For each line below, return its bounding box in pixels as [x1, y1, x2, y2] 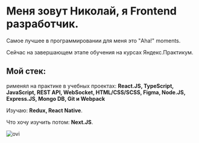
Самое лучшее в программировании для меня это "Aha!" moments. [6, 37, 181, 44]
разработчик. [6, 17, 79, 31]
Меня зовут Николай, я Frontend [6, 4, 177, 18]
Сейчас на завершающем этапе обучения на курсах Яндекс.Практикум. [6, 48, 194, 56]
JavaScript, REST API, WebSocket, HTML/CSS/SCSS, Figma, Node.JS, [6, 89, 186, 96]
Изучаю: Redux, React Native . [6, 107, 83, 114]
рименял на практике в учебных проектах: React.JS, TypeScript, [6, 82, 174, 89]
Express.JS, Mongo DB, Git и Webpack [6, 95, 106, 102]
